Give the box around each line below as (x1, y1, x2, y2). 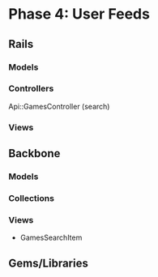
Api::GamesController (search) (8, 101, 110, 111)
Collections (8, 192, 55, 203)
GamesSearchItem (19, 232, 83, 243)
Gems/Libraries (8, 256, 89, 270)
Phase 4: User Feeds (8, 5, 150, 23)
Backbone (8, 147, 61, 160)
